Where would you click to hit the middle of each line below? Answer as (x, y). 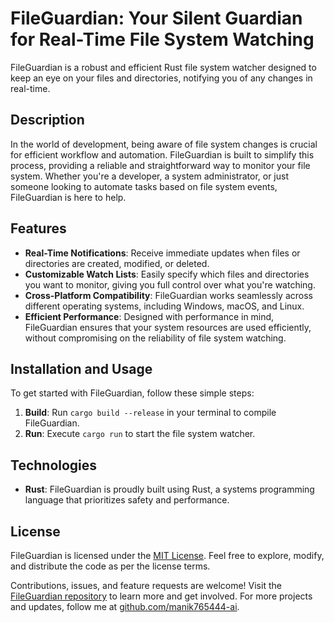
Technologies (54, 465)
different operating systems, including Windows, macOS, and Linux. (164, 306)
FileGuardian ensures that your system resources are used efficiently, (168, 327)
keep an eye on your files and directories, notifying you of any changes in (161, 78)
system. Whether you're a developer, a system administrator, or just (150, 176)
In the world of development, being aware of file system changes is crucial (164, 144)
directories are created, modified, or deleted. (117, 263)
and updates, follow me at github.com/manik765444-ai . (125, 606)
